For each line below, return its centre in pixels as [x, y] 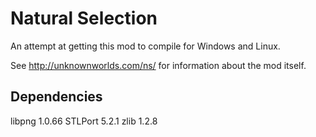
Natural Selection [84, 18]
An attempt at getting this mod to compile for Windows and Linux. [145, 46]
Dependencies [56, 97]
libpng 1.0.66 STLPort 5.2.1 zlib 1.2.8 [84, 121]
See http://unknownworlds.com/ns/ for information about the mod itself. [158, 65]
